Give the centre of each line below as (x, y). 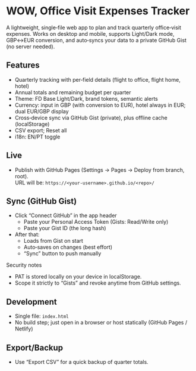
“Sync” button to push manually (62, 253)
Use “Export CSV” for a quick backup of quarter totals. (81, 362)
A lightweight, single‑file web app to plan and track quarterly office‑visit (94, 27)
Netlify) (24, 329)
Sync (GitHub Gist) (42, 201)
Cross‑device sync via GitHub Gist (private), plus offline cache (91, 118)
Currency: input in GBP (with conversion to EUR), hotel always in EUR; (100, 105)
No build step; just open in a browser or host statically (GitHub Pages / (101, 323)
